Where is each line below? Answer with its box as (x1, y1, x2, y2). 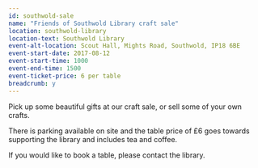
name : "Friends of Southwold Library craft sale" (8, 19, 180, 27)
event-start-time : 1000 (8, 57, 89, 65)
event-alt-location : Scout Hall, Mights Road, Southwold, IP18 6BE (8, 42, 241, 50)
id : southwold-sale (8, 11, 74, 20)
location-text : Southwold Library (8, 34, 125, 43)
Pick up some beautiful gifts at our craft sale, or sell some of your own (8, 102, 243, 111)
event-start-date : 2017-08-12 (8, 49, 111, 57)
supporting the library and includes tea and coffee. (8, 134, 178, 144)
